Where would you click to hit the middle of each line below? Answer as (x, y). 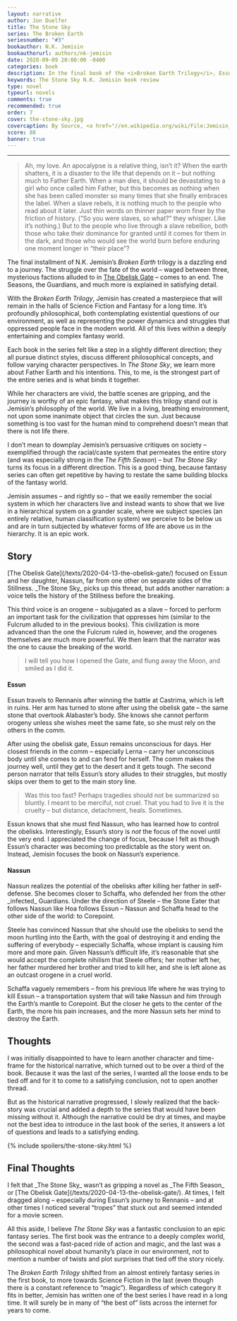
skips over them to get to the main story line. (72, 782)
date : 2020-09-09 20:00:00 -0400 (56, 60)
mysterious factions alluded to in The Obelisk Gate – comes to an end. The (115, 278)
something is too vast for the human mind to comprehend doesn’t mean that (118, 424)
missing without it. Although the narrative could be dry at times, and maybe (116, 1117)
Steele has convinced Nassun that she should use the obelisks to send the (115, 930)
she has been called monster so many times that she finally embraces (126, 196)
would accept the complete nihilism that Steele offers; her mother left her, (114, 960)
